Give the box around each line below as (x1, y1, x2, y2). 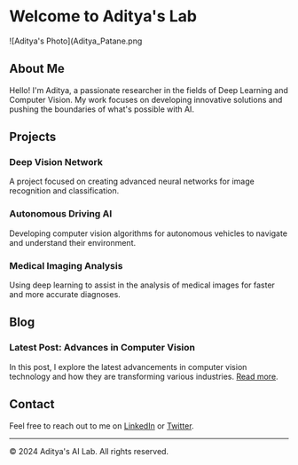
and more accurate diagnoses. (9, 289, 122, 300)
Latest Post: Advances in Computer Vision (9, 342, 196, 354)
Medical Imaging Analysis (9, 259, 123, 272)
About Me (9, 61, 65, 76)
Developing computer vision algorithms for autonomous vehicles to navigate (9, 228, 288, 239)
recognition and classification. (9, 185, 120, 196)
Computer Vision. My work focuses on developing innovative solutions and (9, 94, 283, 105)
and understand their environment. (9, 237, 136, 248)
